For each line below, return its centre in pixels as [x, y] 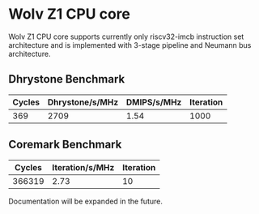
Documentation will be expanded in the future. [86, 201]
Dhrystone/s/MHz [83, 102]
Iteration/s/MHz [83, 167]
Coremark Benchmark [65, 145]
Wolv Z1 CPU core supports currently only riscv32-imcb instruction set [126, 36]
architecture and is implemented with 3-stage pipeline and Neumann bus [130, 45]
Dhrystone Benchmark [67, 79]
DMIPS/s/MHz [154, 102]
